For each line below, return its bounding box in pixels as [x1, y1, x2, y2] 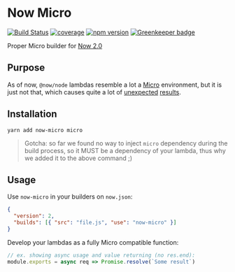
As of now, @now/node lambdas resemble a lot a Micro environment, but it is [7, 80, 222, 89]
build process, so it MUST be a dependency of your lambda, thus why [24, 146, 226, 155]
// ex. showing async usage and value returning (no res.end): [7, 252, 196, 259]
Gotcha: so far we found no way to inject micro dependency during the [24, 138, 228, 148]
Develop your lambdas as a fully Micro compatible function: [7, 238, 179, 246]
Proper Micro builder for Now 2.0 [7, 41, 103, 50]
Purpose [7, 62, 45, 74]
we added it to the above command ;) [24, 154, 133, 162]
